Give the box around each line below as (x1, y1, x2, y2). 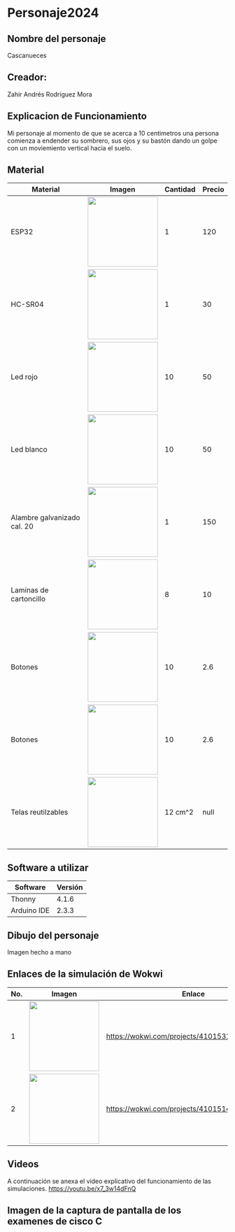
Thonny (10, 894, 36, 904)
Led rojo (10, 372, 38, 382)
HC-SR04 (10, 299, 44, 309)
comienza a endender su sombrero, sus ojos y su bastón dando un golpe (7, 136, 218, 145)
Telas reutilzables (10, 808, 69, 817)
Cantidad (164, 185, 196, 194)
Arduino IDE (10, 905, 50, 915)
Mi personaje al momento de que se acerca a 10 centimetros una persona (7, 129, 219, 137)
